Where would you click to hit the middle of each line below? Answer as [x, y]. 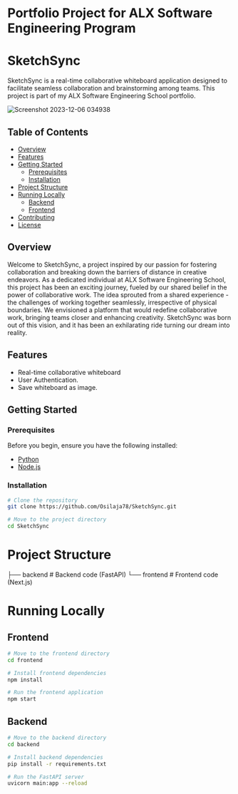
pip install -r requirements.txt [57, 764]
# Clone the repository [43, 500]
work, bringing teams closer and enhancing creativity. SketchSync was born [119, 317]
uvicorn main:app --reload [47, 783]
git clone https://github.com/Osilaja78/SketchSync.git [92, 507]
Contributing [36, 217]
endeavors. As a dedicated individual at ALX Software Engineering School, [117, 279]
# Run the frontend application [55, 693]
